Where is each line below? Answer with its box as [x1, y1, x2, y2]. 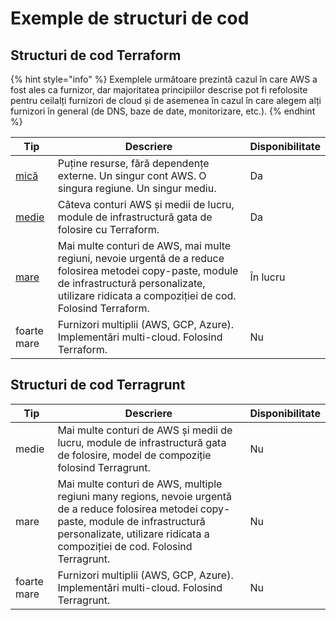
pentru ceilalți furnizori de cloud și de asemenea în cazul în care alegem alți [10, 95, 322, 106]
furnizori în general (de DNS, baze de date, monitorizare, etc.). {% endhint [10, 105, 316, 117]
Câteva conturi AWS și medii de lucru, [57, 198, 235, 211]
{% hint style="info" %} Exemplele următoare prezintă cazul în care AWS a [10, 73, 318, 85]
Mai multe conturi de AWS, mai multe [57, 239, 232, 252]
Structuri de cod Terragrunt [10, 377, 186, 394]
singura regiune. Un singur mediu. [57, 182, 217, 195]
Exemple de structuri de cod [10, 7, 250, 30]
